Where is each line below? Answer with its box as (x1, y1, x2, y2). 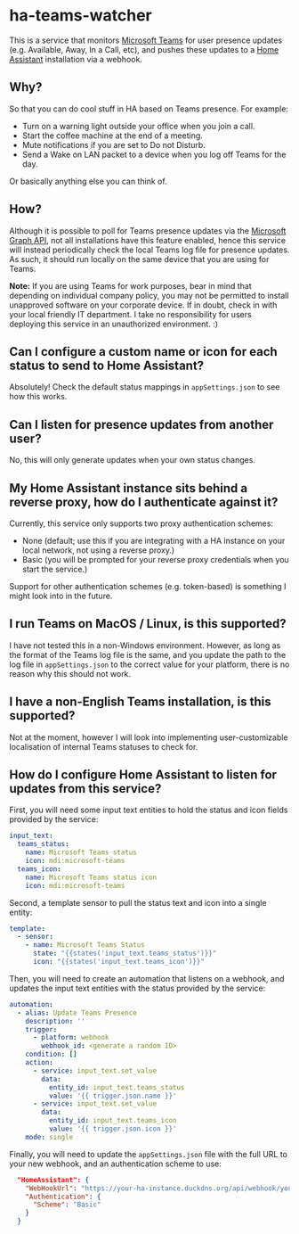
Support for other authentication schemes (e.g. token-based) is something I (9, 581, 287, 591)
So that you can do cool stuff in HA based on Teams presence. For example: (9, 103, 289, 114)
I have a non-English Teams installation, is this (9, 695, 271, 710)
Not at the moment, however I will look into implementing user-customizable (9, 732, 288, 743)
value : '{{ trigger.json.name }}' (48, 1091, 177, 1100)
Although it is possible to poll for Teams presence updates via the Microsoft (9, 225, 287, 236)
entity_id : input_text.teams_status (48, 1082, 185, 1092)
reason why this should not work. (9, 668, 132, 679)
